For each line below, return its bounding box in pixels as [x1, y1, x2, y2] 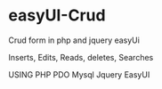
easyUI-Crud [8, 5, 106, 26]
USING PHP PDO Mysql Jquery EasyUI [8, 69, 150, 80]
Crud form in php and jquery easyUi [8, 35, 140, 45]
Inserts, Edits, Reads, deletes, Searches [8, 52, 154, 62]
